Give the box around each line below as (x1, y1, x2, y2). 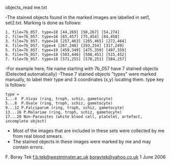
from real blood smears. (12, 133, 63, 139)
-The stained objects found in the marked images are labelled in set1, (5, 14, 151, 20)
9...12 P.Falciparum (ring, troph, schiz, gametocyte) (5, 105, 125, 110)
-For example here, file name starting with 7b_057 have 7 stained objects (5, 66, 158, 71)
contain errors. (12, 144, 44, 150)
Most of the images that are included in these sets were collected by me (12, 128, 165, 134)
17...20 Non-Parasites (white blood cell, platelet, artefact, (5, 114, 143, 119)
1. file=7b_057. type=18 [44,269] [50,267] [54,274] (5, 30, 120, 35)
